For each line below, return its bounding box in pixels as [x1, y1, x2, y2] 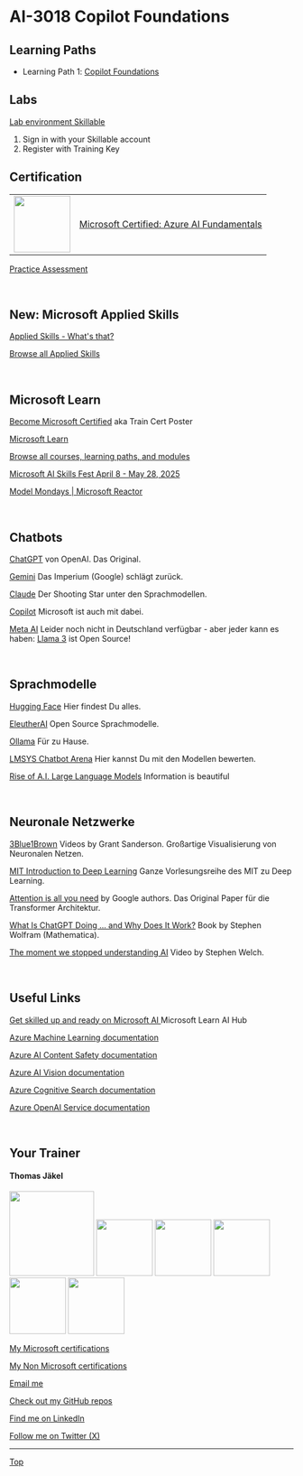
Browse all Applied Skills [9, 348, 101, 359]
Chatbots [9, 530, 63, 545]
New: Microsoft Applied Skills [9, 307, 179, 322]
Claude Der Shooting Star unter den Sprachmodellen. [9, 589, 207, 599]
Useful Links [9, 990, 81, 1006]
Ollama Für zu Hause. [9, 736, 89, 747]
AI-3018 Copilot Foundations [9, 6, 230, 27]
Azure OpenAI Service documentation [9, 1101, 151, 1112]
